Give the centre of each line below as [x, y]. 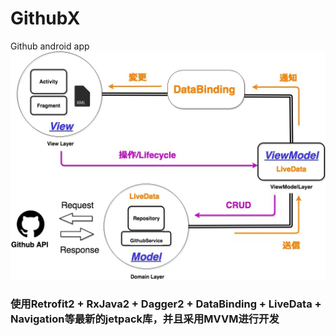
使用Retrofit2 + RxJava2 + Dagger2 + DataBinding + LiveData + [166, 304]
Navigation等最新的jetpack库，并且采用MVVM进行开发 [145, 319]
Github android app [50, 46]
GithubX [45, 18]
